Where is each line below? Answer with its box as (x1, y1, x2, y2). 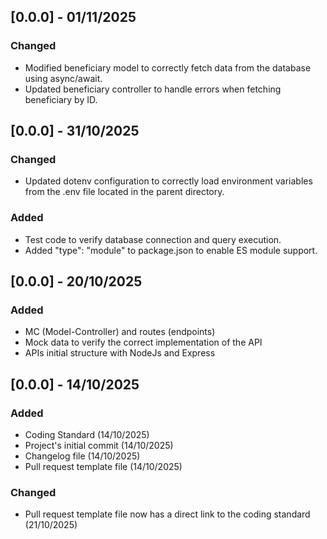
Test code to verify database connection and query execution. (24, 233, 282, 245)
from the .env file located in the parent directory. (24, 186, 225, 198)
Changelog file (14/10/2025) (24, 450, 141, 462)
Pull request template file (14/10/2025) (24, 461, 183, 473)
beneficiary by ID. (24, 93, 98, 105)
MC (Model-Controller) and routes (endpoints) (24, 326, 216, 338)
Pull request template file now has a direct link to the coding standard (24, 508, 311, 520)
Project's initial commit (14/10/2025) (24, 440, 174, 452)
